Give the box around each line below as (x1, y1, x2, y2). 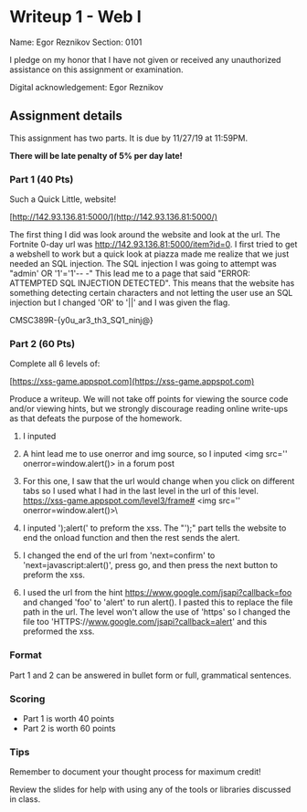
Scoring (9, 692, 46, 705)
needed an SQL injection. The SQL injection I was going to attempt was (9, 258, 277, 269)
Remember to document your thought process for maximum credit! (9, 766, 262, 777)
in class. (9, 794, 41, 805)
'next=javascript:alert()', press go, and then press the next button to (22, 560, 279, 571)
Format (9, 649, 43, 661)
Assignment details (9, 108, 123, 124)
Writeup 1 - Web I (9, 6, 142, 27)
